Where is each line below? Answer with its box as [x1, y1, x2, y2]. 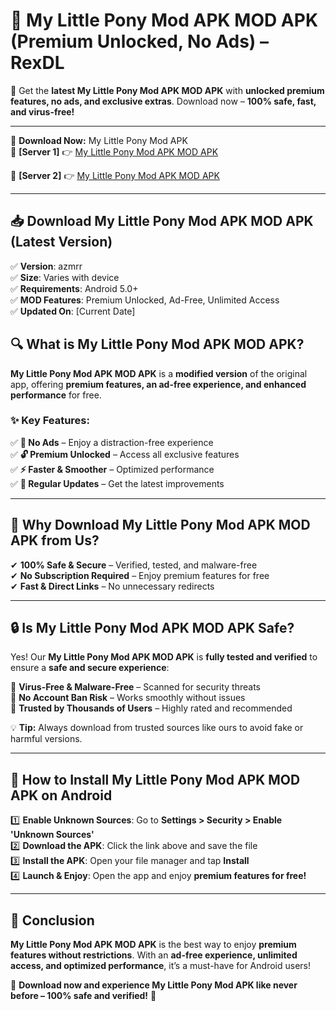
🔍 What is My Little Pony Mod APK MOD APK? [10, 336, 305, 353]
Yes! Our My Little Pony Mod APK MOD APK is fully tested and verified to [10, 651, 318, 663]
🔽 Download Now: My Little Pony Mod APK [10, 134, 188, 146]
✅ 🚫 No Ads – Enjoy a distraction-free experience [10, 436, 214, 448]
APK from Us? [10, 532, 100, 549]
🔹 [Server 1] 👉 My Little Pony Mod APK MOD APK [10, 145, 219, 158]
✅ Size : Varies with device [10, 271, 120, 283]
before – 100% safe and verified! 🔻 [10, 990, 157, 1002]
